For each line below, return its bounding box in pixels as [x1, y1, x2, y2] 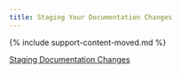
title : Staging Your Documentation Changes [9, 12, 173, 22]
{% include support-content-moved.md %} [9, 37, 167, 47]
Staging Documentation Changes [9, 54, 130, 64]
